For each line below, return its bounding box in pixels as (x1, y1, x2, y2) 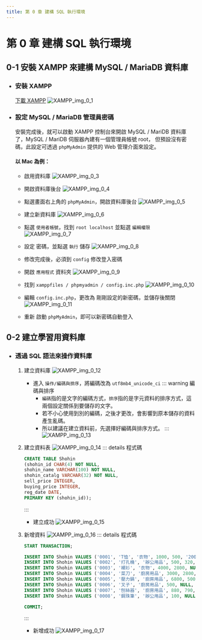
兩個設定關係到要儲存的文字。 (41, 402, 116, 409)
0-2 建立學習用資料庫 (6, 332, 85, 343)
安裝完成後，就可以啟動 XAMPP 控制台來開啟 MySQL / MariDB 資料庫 (14, 128, 186, 135)
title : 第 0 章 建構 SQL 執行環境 (6, 8, 85, 15)
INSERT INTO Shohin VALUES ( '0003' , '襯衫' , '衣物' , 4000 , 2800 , (23, 565, 188, 571)
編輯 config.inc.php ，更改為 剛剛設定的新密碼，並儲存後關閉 (23, 294, 176, 301)
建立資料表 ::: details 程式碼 (23, 443, 142, 451)
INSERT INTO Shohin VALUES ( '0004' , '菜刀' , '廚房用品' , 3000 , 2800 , (23, 571, 197, 577)
